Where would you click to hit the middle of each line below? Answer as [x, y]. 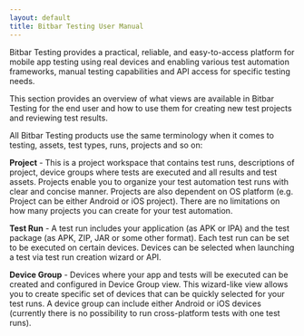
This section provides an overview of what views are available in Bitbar [142, 98]
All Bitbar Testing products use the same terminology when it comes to [142, 135]
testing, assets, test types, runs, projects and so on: [106, 145]
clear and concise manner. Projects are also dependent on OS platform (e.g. [151, 191]
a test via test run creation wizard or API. [85, 257]
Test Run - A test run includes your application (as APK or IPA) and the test [150, 228]
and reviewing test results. [59, 118]
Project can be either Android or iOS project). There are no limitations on [145, 201]
